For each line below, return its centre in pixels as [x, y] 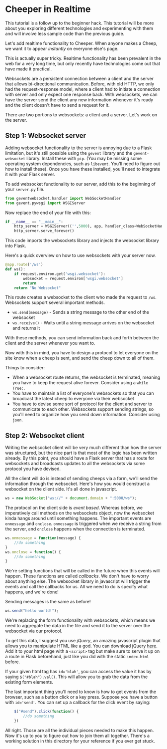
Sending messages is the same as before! [48, 602]
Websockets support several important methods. [55, 302]
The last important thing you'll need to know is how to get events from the [81, 692]
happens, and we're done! [32, 592]
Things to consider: [25, 368]
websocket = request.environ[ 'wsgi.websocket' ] [73, 278]
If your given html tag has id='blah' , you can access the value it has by [78, 672]
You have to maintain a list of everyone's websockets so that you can [83, 393]
